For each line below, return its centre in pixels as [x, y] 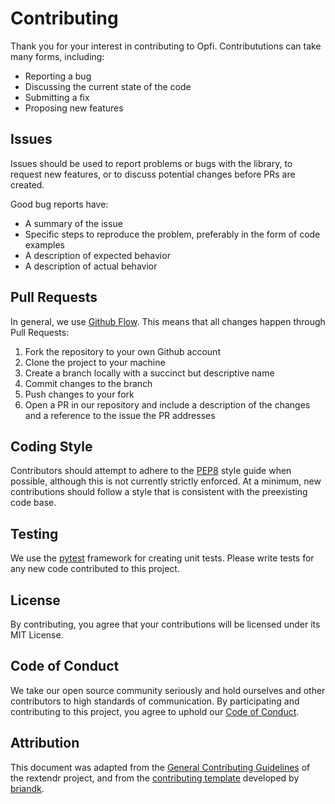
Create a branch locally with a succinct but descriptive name [149, 373]
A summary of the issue [73, 223]
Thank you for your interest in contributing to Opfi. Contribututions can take [166, 46]
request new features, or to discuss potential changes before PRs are [153, 174]
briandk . [27, 788]
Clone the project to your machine [95, 362]
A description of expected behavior [97, 255]
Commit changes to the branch [88, 383]
